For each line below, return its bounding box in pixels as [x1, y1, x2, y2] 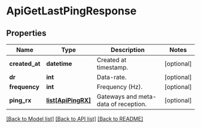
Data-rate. [96, 73, 127, 81]
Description [110, 46, 145, 54]
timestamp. [96, 63, 129, 71]
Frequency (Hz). [96, 83, 143, 91]
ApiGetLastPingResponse [6, 4, 137, 18]
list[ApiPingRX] [45, 96, 92, 104]
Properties [6, 28, 47, 38]
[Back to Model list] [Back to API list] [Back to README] [6, 115, 144, 122]
